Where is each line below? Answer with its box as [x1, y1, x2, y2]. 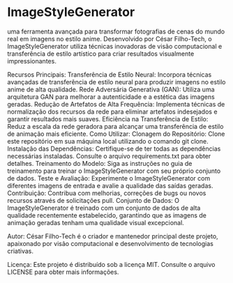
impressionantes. [7, 56, 57, 65]
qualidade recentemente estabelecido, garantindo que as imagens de [7, 211, 207, 220]
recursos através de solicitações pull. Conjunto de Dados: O [7, 196, 180, 204]
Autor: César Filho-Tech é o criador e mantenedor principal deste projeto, [7, 231, 218, 240]
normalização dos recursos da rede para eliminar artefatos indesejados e [7, 107, 218, 116]
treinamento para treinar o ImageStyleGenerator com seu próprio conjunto [7, 167, 221, 175]
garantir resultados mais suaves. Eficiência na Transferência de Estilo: [7, 114, 209, 123]
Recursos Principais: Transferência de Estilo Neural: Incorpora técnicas [7, 70, 212, 79]
